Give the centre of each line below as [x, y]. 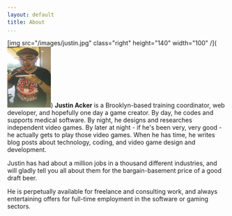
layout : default [31, 15]
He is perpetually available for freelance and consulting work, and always [113, 191]
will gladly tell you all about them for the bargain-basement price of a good [114, 170]
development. [27, 149]
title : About [26, 22]
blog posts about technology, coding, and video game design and [101, 142]
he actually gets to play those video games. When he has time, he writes [111, 134]
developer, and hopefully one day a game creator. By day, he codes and [110, 112]
